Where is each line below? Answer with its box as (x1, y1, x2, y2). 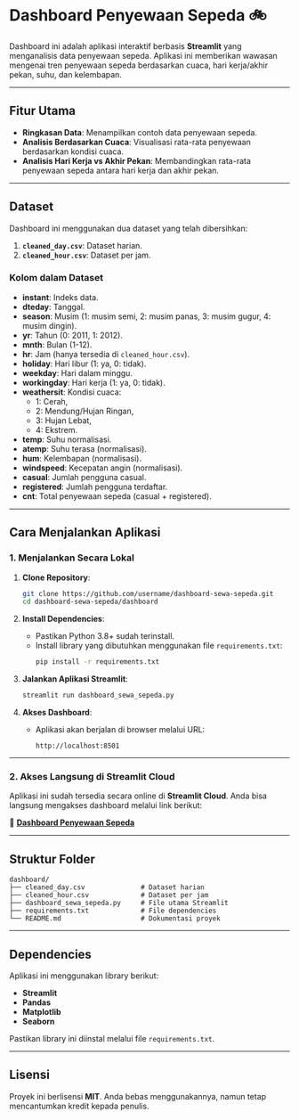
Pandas (21, 997, 52, 1008)
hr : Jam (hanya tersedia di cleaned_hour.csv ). (21, 348, 190, 359)
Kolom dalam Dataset (9, 272, 104, 284)
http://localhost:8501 (35, 741, 120, 751)
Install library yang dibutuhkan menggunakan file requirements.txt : (35, 641, 283, 651)
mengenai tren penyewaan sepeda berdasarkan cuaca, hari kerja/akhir (9, 60, 269, 70)
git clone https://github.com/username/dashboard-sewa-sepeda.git (21, 589, 274, 598)
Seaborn (21, 1016, 55, 1026)
